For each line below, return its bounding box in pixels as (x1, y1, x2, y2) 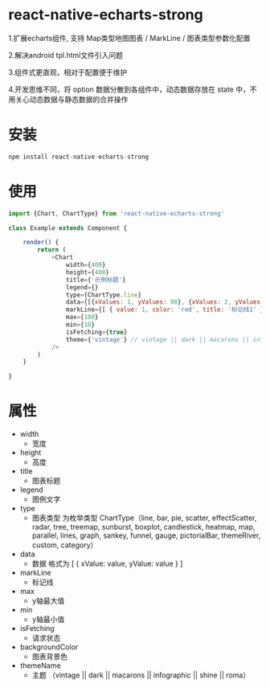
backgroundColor (19, 642, 79, 652)
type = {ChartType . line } (65, 291, 142, 299)
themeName (19, 661, 62, 670)
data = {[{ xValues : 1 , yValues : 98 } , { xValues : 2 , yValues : (65, 298, 264, 306)
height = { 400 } (65, 268, 110, 276)
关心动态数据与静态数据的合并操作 (14, 94, 129, 104)
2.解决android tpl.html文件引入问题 (8, 50, 123, 59)
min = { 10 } (65, 321, 95, 329)
